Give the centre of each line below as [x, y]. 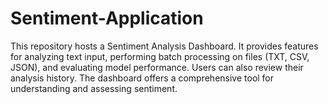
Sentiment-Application [107, 18]
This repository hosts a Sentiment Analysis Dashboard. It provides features [164, 46]
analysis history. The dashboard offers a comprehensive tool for [142, 78]
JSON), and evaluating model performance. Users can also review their [157, 67]
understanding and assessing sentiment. [94, 88]
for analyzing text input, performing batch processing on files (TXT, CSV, [160, 56]
